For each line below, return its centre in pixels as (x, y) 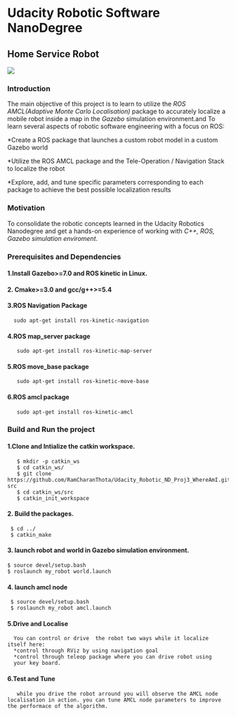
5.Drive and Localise (38, 623)
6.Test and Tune (31, 679)
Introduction (29, 88)
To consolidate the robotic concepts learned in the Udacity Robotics (106, 223)
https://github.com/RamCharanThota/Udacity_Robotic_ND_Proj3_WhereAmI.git (119, 480)
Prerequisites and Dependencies (64, 256)
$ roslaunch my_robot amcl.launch (61, 608)
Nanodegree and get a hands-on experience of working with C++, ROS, (111, 231)
